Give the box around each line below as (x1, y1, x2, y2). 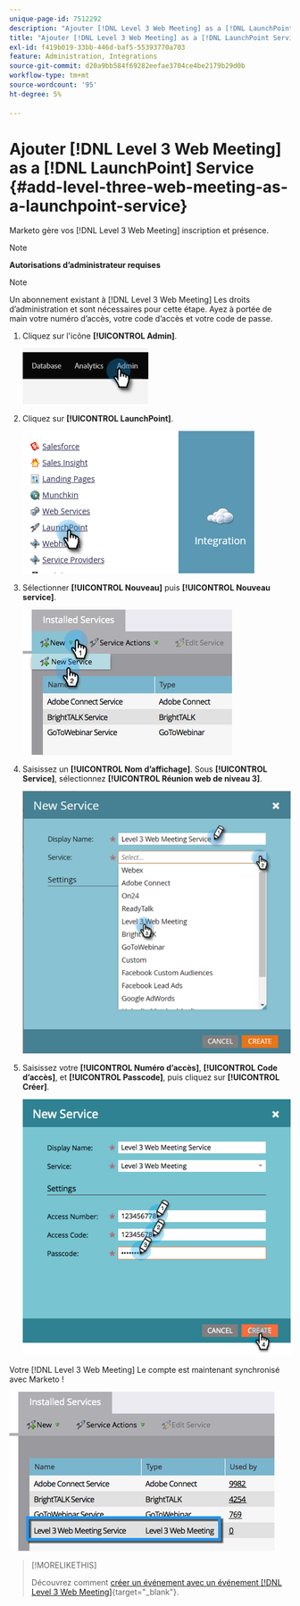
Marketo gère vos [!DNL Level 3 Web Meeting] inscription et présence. (9, 225, 270, 236)
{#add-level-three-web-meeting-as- (9, 177, 288, 197)
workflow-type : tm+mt (9, 71, 90, 80)
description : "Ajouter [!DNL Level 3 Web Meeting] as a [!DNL (9, 23, 246, 33)
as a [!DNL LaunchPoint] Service (9, 157, 254, 178)
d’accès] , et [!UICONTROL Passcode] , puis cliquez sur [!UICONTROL (21, 1072, 280, 1083)
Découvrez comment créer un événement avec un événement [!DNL (30, 1577, 283, 1588)
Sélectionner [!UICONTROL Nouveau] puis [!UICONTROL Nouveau (21, 582, 271, 593)
